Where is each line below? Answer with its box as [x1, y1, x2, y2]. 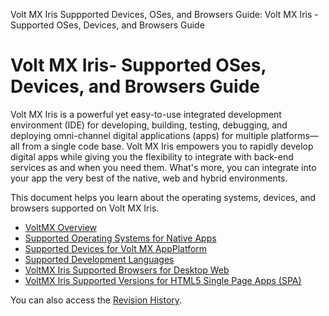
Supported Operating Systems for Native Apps [24, 232, 217, 244]
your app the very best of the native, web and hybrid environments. [10, 172, 288, 184]
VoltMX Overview [24, 221, 98, 233]
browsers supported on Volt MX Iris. [10, 202, 160, 214]
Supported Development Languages [24, 253, 175, 265]
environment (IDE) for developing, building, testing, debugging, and [10, 119, 288, 131]
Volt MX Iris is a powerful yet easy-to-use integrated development [10, 108, 282, 120]
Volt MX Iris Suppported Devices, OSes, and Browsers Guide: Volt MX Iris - [10, 9, 319, 20]
